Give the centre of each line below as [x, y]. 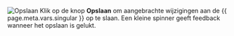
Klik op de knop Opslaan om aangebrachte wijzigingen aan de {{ [133, 11]
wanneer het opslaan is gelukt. [52, 25]
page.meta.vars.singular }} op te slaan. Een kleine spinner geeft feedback [114, 18]
